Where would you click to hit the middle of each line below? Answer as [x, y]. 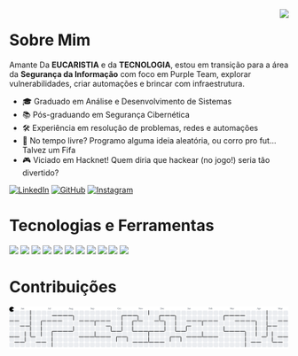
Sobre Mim [50, 40]
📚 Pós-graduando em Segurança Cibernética [106, 114]
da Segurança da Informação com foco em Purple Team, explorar [130, 74]
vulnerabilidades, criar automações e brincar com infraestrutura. [127, 83]
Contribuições [63, 287]
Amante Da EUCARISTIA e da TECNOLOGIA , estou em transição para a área [149, 65]
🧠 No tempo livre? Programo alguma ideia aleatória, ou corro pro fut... [149, 140]
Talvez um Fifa [49, 150]
